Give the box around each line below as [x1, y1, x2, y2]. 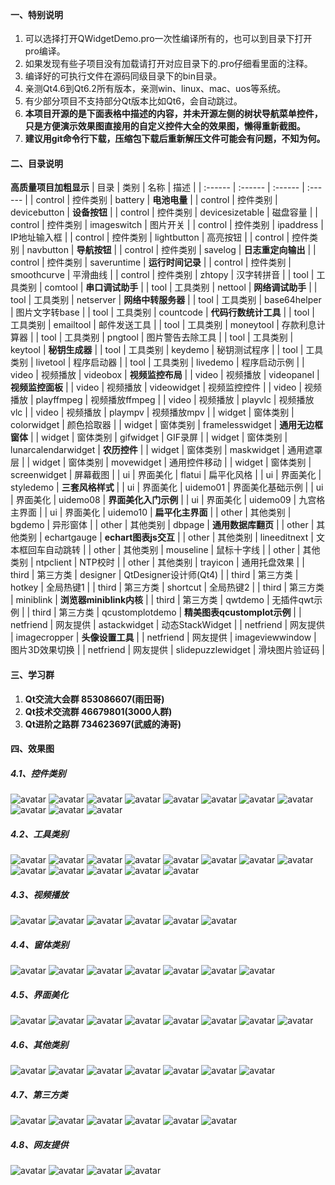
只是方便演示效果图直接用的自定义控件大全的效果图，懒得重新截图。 [24, 120, 306, 132]
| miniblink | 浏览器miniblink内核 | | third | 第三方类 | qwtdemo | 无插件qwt [10, 594, 315, 606]
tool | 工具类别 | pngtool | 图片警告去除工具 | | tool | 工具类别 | [41, 331, 294, 344]
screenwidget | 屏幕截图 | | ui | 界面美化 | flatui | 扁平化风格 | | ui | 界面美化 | [10, 469, 322, 481]
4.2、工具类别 [10, 828, 69, 840]
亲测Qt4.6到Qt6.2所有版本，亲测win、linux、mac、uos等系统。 [24, 83, 287, 95]
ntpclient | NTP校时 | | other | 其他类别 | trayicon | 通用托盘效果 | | [35, 556, 305, 569]
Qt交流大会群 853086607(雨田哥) [24, 693, 165, 705]
